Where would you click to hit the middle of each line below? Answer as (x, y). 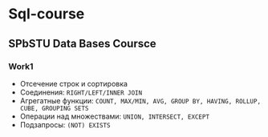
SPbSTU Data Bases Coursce (82, 44)
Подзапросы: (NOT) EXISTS (65, 124)
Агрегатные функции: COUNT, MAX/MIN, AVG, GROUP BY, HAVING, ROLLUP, (140, 100)
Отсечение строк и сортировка (74, 83)
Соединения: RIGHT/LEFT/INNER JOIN (81, 92)
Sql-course (47, 14)
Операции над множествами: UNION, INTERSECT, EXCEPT (115, 116)
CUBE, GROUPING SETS (54, 108)
